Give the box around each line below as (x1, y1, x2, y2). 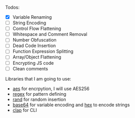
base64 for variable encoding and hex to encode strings (12, 101, 130, 108)
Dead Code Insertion (12, 43, 56, 49)
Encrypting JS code (12, 60, 54, 66)
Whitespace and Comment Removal (12, 31, 87, 37)
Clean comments (12, 65, 48, 71)
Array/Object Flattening (12, 54, 62, 60)
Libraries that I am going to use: (5, 75, 72, 82)
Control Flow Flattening (12, 25, 62, 32)
